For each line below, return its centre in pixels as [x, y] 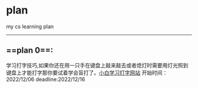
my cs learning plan [30, 26]
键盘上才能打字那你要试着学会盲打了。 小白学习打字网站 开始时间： [87, 72]
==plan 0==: [30, 50]
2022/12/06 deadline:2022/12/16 [46, 79]
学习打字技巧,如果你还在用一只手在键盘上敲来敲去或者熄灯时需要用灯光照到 [97, 65]
